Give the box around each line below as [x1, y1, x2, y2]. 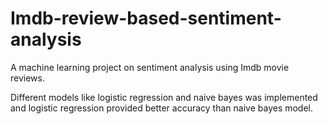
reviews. [10, 72, 45, 84]
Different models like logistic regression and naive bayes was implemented [10, 91, 318, 103]
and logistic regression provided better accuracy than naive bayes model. [10, 102, 314, 114]
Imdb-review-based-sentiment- [10, 7, 282, 30]
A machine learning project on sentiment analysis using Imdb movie [10, 61, 290, 73]
